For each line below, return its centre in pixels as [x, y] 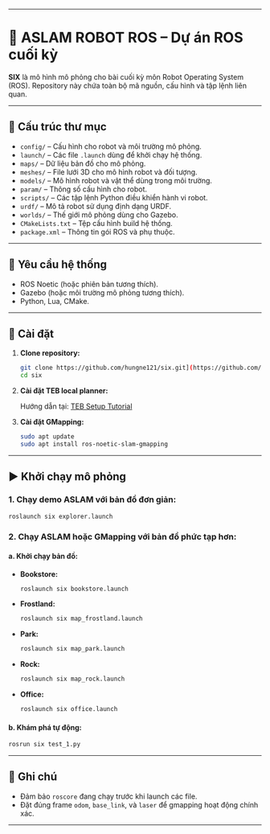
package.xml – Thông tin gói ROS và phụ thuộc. [97, 232]
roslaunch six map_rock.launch [72, 679]
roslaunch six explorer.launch [61, 516]
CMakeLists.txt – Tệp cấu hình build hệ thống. [96, 223]
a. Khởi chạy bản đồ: [43, 556]
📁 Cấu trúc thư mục [57, 127]
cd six [31, 376]
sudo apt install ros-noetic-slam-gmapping [94, 444]
